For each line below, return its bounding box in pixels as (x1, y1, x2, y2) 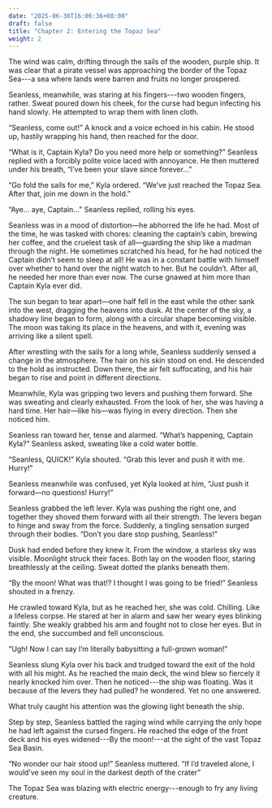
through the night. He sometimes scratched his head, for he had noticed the (8, 246, 262, 256)
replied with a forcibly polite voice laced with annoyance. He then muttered (8, 156, 260, 166)
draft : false (8, 20, 53, 28)
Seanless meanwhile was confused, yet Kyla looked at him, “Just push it (8, 479, 249, 489)
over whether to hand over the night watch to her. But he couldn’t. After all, (8, 263, 258, 273)
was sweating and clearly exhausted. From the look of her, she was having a (8, 397, 264, 407)
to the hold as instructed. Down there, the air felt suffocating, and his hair (8, 364, 253, 374)
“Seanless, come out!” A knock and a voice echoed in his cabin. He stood (8, 123, 254, 132)
